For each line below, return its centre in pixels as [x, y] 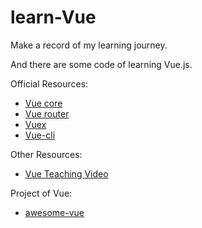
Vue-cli [40, 135]
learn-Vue [53, 17]
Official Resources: [49, 83]
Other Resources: [46, 154]
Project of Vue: [41, 193]
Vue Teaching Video [66, 173]
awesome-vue [54, 212]
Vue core [43, 103]
